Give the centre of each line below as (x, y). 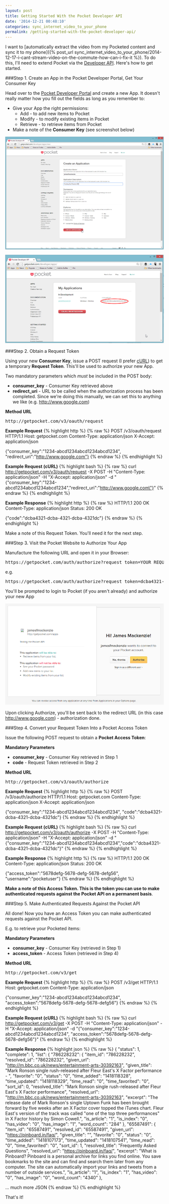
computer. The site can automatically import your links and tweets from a (81, 1167)
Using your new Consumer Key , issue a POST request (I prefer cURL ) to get (84, 361)
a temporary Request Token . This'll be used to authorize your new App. (79, 366)
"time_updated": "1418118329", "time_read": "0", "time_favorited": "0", (77, 1081)
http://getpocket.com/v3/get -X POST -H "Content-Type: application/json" (82, 1023)
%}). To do (145, 57)
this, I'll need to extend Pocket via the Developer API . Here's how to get (79, 63)
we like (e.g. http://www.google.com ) (51, 402)
